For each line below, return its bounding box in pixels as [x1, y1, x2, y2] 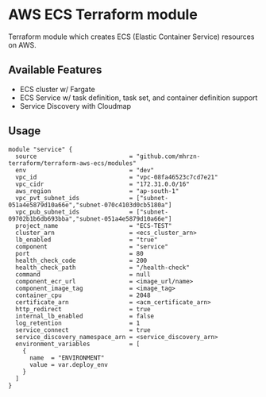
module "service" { [8, 145, 73, 153]
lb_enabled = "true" [15, 236, 158, 244]
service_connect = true [15, 326, 151, 334]
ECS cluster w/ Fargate [19, 84, 95, 94]
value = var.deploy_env [29, 360, 109, 368]
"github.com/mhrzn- [136, 152, 201, 160]
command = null [15, 270, 151, 279]
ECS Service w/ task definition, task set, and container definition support [19, 93, 258, 102]
